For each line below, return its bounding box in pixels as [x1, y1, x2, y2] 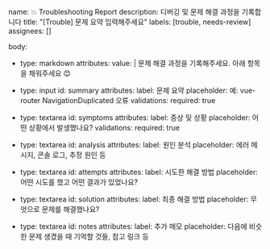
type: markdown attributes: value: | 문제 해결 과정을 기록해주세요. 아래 [19, 59, 246, 68]
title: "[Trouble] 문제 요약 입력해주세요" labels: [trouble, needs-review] [23, 17, 251, 27]
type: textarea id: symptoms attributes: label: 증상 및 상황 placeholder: [19, 113, 251, 122]
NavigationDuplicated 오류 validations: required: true [42, 96, 216, 105]
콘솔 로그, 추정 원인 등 [37, 150, 106, 160]
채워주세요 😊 [28, 68, 71, 78]
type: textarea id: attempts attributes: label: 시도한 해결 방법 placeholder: [19, 168, 258, 176]
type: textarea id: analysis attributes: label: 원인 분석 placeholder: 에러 [19, 140, 250, 149]
